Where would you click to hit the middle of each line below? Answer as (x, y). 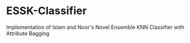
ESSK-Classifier (47, 11)
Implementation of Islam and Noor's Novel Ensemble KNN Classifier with (95, 27)
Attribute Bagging (28, 33)
